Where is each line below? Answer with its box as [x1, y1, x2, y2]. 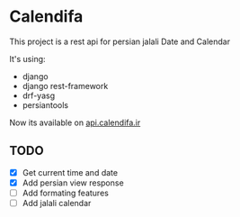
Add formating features [22, 187, 110, 198]
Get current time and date [22, 167, 119, 177]
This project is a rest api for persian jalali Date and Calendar [9, 36, 231, 47]
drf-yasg [22, 90, 56, 101]
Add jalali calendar [22, 197, 92, 208]
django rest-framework [22, 80, 109, 91]
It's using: [9, 53, 47, 64]
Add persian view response [22, 177, 124, 188]
